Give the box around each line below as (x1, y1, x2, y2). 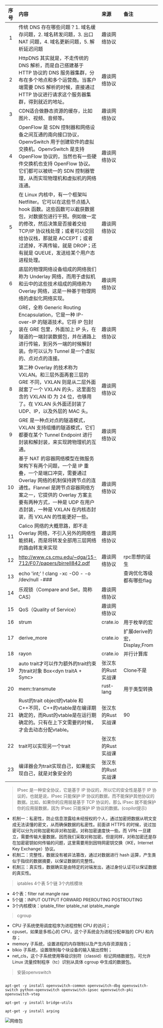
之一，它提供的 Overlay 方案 (23, 492, 88, 498)
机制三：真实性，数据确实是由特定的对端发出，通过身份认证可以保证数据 (12, 864, 157, 870)
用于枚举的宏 (123, 619, 153, 626)
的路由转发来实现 (18, 545, 58, 551)
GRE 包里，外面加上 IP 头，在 (30, 326, 97, 332)
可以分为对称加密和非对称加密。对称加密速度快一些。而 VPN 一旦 (16, 828, 147, 833)
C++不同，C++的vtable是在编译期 (18, 705, 97, 711)
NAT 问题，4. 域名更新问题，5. (18, 38, 89, 45)
